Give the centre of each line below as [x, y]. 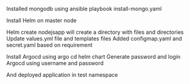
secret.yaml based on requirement [49, 45]
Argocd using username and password [55, 63]
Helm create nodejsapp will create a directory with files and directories [95, 32]
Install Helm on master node [42, 20]
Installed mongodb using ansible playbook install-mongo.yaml [84, 9]
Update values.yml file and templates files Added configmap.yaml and [94, 38]
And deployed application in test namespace [62, 75]
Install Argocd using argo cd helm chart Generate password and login [93, 57]
